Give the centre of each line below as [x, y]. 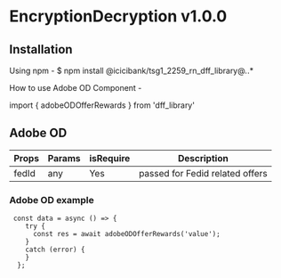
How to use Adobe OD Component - [76, 88]
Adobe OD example [52, 200]
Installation [41, 49]
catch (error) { [56, 250]
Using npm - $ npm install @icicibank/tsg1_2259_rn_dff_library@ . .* [132, 70]
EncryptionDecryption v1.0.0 [118, 16]
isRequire [109, 158]
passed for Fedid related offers [204, 173]
